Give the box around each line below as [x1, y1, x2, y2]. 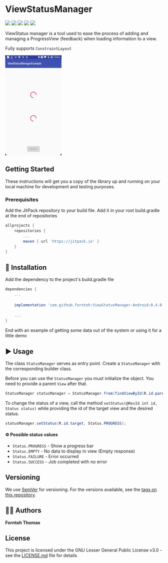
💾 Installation [5, 263, 47, 272]
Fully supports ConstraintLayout [5, 45, 71, 51]
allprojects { [5, 223, 35, 228]
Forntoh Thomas [5, 520, 40, 526]
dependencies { [5, 287, 37, 292]
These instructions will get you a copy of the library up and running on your [5, 178, 160, 184]
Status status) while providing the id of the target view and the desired [5, 405, 153, 411]
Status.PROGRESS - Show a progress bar [12, 443, 94, 449]
